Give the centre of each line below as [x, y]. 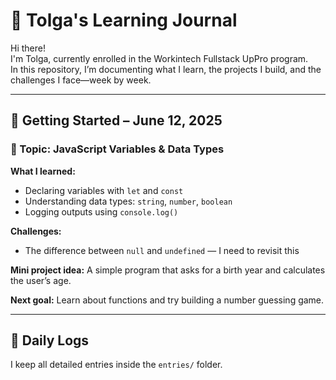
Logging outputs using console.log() [101, 211]
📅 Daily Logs [50, 340]
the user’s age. [41, 280]
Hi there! [28, 48]
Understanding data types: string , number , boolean [128, 201]
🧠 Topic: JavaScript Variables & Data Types [117, 149]
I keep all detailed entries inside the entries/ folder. [116, 365]
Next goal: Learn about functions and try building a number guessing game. [167, 300]
